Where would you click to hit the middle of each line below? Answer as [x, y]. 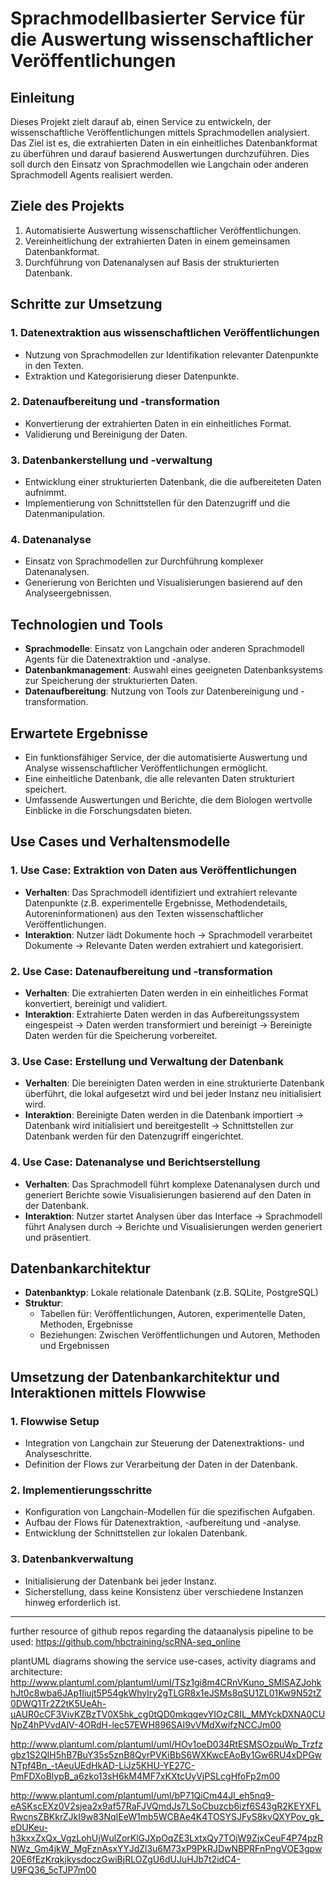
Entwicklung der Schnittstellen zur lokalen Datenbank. [136, 1533]
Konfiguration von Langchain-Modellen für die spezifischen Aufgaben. [170, 1512]
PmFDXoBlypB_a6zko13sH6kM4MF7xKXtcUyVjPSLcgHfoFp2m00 [145, 1776]
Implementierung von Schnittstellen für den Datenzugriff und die [157, 503]
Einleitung [42, 97]
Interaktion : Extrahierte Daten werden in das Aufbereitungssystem [162, 1014]
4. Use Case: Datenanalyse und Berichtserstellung [135, 1162]
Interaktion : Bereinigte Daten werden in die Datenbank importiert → [164, 1115]
